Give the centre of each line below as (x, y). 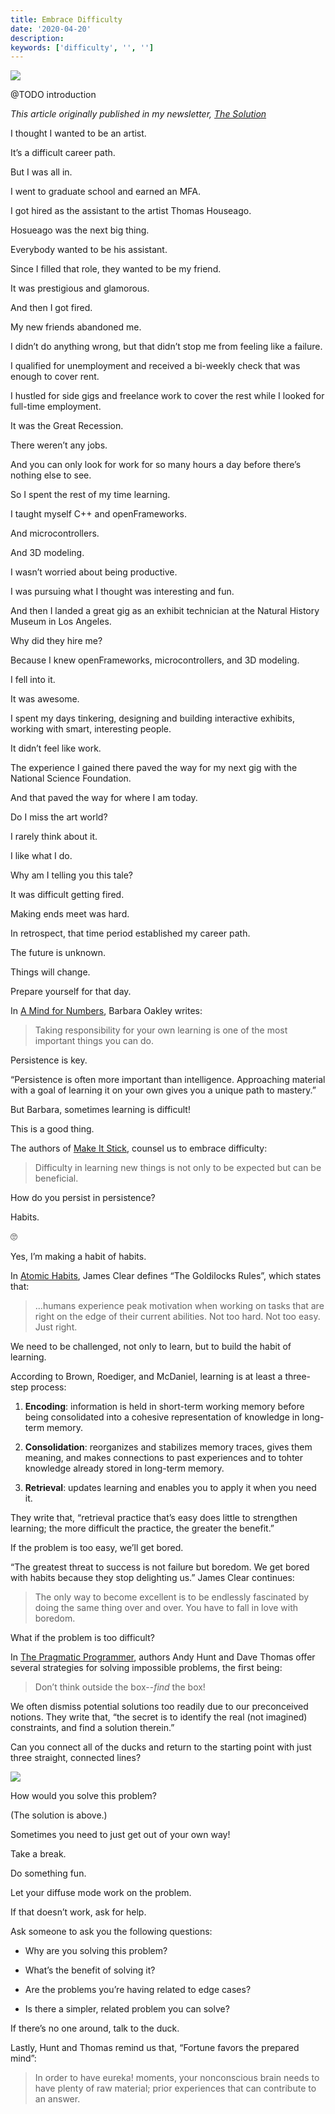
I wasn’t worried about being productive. (94, 572)
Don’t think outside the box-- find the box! (120, 1687)
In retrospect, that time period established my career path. (130, 933)
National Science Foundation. (71, 778)
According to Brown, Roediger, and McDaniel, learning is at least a (146, 1377)
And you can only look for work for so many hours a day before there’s (156, 465)
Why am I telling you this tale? (72, 875)
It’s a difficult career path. (63, 153)
